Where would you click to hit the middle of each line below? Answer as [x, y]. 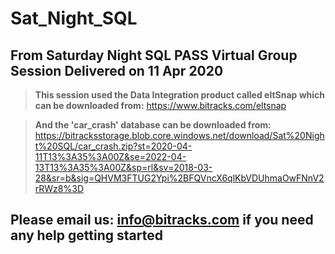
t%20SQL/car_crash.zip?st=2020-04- [113, 146]
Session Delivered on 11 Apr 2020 [117, 70]
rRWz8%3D [59, 188]
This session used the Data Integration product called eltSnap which [180, 95]
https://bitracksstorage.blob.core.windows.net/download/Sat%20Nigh [179, 135]
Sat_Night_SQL [74, 18]
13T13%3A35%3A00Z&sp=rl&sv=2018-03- [123, 167]
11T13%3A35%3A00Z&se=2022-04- [110, 156]
